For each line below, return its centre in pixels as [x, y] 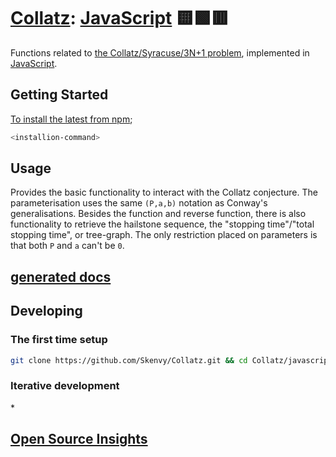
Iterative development [65, 386]
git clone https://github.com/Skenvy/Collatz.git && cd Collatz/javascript [171, 360]
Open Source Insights [79, 439]
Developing [46, 311]
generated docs [61, 276]
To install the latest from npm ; [71, 119]
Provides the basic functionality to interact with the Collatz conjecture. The [164, 192]
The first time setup [59, 340]
